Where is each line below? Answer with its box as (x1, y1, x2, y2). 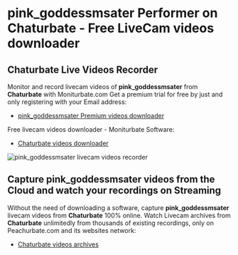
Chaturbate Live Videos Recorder (7, 63, 158, 76)
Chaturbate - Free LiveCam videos (7, 20, 215, 36)
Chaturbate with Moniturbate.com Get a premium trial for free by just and (7, 90, 223, 98)
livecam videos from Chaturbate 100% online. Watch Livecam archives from (7, 211, 231, 219)
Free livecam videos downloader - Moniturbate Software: (7, 125, 175, 133)
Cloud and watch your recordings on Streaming (7, 184, 222, 197)
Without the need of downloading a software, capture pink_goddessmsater (7, 203, 229, 212)
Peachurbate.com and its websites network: (7, 226, 136, 234)
